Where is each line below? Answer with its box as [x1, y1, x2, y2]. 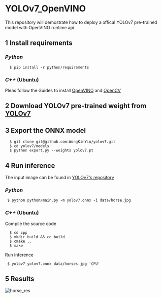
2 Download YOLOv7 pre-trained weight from [5, 102, 147, 110]
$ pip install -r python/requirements [9, 65, 90, 70]
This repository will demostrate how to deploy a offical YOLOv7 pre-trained [5, 19, 158, 25]
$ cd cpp [9, 230, 28, 235]
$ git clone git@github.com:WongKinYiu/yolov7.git [9, 139, 116, 145]
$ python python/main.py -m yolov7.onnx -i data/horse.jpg [7, 198, 131, 203]
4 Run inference [5, 161, 55, 170]
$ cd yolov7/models [9, 144, 50, 149]
